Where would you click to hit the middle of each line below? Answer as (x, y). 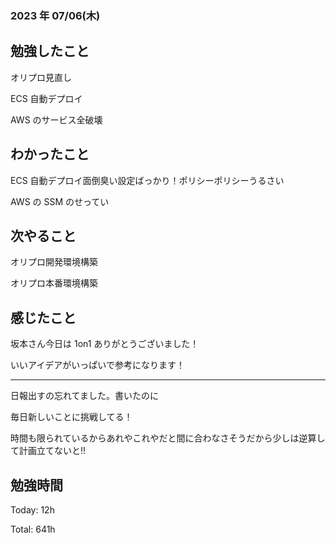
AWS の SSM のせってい (60, 201)
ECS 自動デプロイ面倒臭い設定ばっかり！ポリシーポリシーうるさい (147, 180)
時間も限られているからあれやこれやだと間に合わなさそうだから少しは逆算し (168, 438)
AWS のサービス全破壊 (56, 119)
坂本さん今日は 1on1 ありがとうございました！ (105, 344)
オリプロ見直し (41, 77)
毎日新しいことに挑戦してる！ (71, 417)
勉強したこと (50, 51)
